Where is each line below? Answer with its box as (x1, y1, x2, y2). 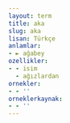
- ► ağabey (8, 49, 45, 57)
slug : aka (8, 27, 42, 35)
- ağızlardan (15, 72, 60, 80)
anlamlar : (8, 42, 42, 50)
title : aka (8, 19, 45, 28)
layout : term (8, 11, 52, 20)
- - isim (8, 65, 38, 73)
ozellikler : (8, 57, 48, 66)
